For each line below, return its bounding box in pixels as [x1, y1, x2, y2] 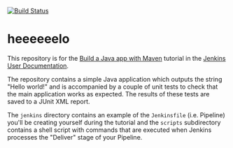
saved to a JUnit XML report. [7, 97, 90, 105]
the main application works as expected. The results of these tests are [7, 89, 210, 98]
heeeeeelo [7, 31, 70, 47]
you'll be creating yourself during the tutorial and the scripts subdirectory [7, 118, 221, 126]
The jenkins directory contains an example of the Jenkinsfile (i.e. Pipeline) [7, 110, 225, 119]
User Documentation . [7, 61, 69, 70]
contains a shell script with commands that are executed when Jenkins [7, 126, 212, 134]
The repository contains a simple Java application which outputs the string [7, 75, 223, 83]
